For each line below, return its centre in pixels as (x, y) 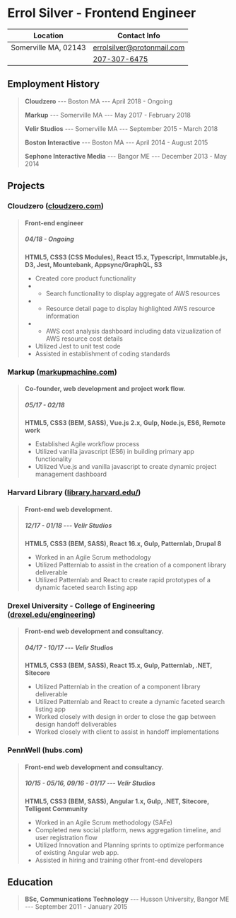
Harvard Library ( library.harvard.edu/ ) (74, 492)
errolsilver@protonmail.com (139, 47)
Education (30, 882)
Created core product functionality (85, 278)
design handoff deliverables (76, 725)
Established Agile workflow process (87, 444)
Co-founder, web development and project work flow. (105, 389)
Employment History (54, 84)
